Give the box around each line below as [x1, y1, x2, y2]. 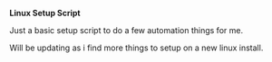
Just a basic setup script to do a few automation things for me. [9, 25, 243, 35]
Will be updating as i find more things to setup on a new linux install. [9, 42, 264, 53]
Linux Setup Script [9, 8, 81, 18]
